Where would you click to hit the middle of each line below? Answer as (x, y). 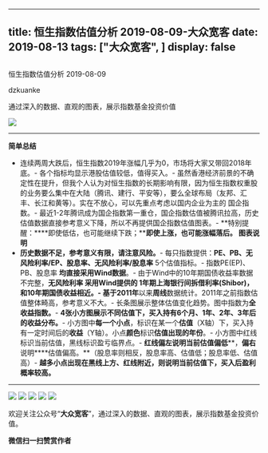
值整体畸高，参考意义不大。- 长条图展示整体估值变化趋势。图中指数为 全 (138, 302)
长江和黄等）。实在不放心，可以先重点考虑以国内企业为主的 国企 (138, 203)
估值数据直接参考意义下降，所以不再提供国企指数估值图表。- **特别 (131, 223)
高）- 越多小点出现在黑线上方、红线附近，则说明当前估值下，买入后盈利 (138, 362)
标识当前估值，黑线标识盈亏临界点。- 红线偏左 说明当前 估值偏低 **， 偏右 (138, 342)
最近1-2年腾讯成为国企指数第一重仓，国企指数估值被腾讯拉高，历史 (149, 213)
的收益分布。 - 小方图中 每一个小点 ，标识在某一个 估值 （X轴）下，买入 (133, 322)
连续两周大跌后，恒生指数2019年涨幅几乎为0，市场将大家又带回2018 (132, 163)
